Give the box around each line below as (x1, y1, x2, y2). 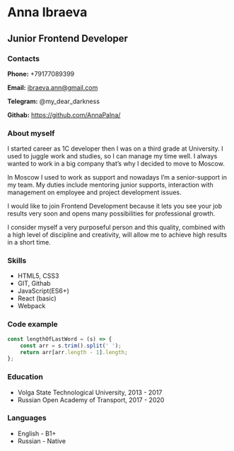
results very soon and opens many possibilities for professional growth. (7, 209, 216, 218)
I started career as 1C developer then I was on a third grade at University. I (7, 144, 224, 153)
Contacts (7, 54, 40, 64)
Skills (7, 256, 27, 266)
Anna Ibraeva (7, 4, 88, 20)
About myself (7, 128, 55, 138)
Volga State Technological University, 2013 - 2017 (17, 388, 163, 397)
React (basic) (17, 294, 57, 303)
